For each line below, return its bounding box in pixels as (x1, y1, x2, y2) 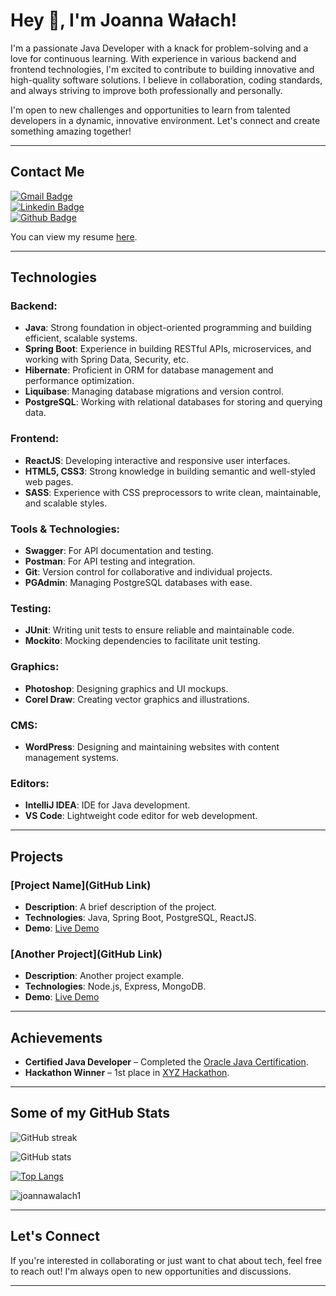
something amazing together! (10, 125, 132, 137)
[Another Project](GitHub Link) (10, 947, 163, 961)
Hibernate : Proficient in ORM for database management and (24, 364, 274, 376)
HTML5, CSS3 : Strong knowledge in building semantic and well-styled (24, 465, 316, 477)
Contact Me (10, 164, 85, 181)
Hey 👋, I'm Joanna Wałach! (10, 9, 238, 32)
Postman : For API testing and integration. (24, 555, 196, 568)
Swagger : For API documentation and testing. (24, 545, 214, 557)
